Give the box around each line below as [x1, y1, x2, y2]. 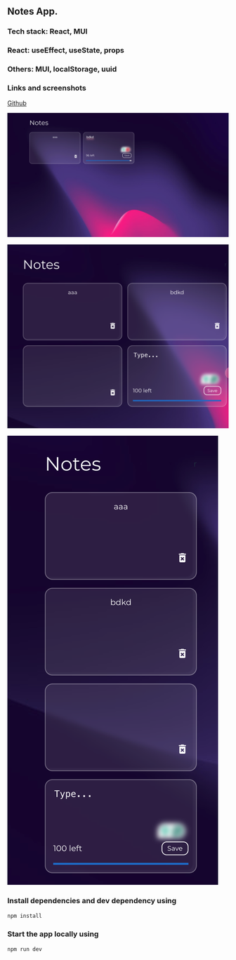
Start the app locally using [7, 929, 99, 939]
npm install [7, 912, 42, 920]
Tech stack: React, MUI [7, 27, 88, 36]
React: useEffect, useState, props [7, 46, 124, 55]
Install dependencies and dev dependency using [7, 895, 177, 905]
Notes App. [7, 6, 58, 18]
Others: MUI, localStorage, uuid [7, 65, 117, 74]
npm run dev [7, 946, 42, 953]
